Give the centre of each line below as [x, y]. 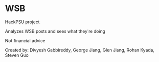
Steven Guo [17, 55]
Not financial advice [25, 40]
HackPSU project [23, 22]
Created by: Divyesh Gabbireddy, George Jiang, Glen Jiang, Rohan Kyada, [80, 50]
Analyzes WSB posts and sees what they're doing [55, 31]
